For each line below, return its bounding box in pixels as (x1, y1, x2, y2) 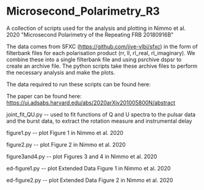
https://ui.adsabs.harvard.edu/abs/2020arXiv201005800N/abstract (6, 99, 176, 106)
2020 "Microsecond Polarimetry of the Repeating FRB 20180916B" (6, 31, 174, 38)
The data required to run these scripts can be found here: (6, 81, 151, 88)
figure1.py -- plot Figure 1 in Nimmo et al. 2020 (6, 129, 124, 136)
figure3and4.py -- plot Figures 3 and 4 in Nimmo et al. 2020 (6, 153, 158, 160)
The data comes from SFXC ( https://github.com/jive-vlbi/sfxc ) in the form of (6, 43, 198, 50)
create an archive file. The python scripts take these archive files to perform (6, 62, 198, 70)
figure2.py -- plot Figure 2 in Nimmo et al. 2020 (6, 141, 126, 148)
